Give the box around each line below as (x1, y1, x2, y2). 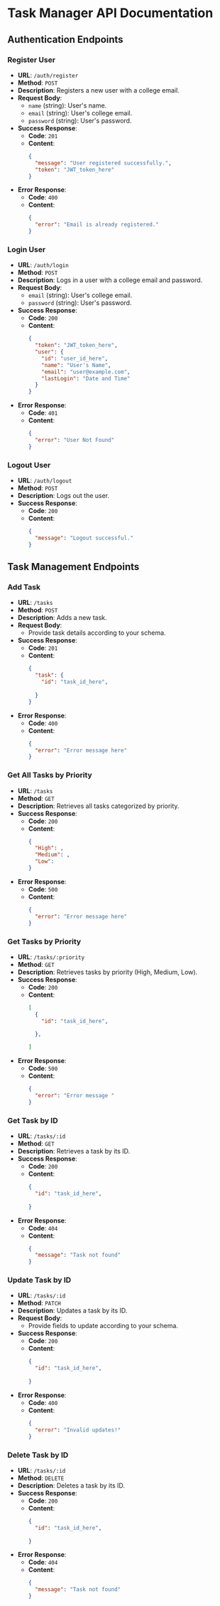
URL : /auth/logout (17, 476, 72, 485)
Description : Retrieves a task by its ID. (17, 1147, 131, 1156)
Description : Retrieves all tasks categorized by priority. (17, 802, 180, 810)
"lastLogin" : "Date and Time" (41, 375, 131, 382)
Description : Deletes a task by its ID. (17, 1481, 126, 1490)
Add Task (7, 582, 41, 592)
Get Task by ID (7, 1115, 58, 1125)
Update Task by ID (7, 1275, 72, 1285)
